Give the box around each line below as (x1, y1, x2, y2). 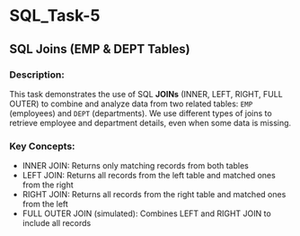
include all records (22, 218, 92, 229)
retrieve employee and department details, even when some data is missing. (9, 117, 292, 128)
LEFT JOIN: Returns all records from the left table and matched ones (22, 170, 276, 181)
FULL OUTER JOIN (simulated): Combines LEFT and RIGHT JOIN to (22, 208, 271, 219)
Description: (9, 68, 65, 81)
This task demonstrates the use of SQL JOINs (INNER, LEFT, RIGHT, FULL (9, 88, 283, 99)
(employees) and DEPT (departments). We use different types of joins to (9, 107, 272, 118)
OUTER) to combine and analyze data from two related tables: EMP (9, 98, 253, 109)
